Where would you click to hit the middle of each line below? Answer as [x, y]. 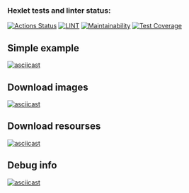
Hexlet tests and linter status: [59, 11]
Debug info [32, 165]
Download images [48, 87]
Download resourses [54, 126]
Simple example [44, 48]
